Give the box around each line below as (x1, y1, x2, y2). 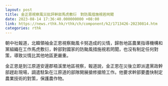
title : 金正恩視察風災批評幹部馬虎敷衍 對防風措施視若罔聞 (5, 12, 114, 17)
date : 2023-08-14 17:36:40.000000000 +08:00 (5, 16, 99, 21)
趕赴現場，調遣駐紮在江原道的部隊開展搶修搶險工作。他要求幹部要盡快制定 (9, 69, 163, 75)
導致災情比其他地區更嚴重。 (13, 53, 71, 59)
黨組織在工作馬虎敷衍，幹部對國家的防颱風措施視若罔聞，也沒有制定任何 (5, 46, 154, 52)
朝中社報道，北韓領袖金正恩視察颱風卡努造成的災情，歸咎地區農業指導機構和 (5, 40, 163, 46)
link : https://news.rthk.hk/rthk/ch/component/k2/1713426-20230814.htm (5, 21, 157, 26)
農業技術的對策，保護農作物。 (5, 76, 66, 82)
